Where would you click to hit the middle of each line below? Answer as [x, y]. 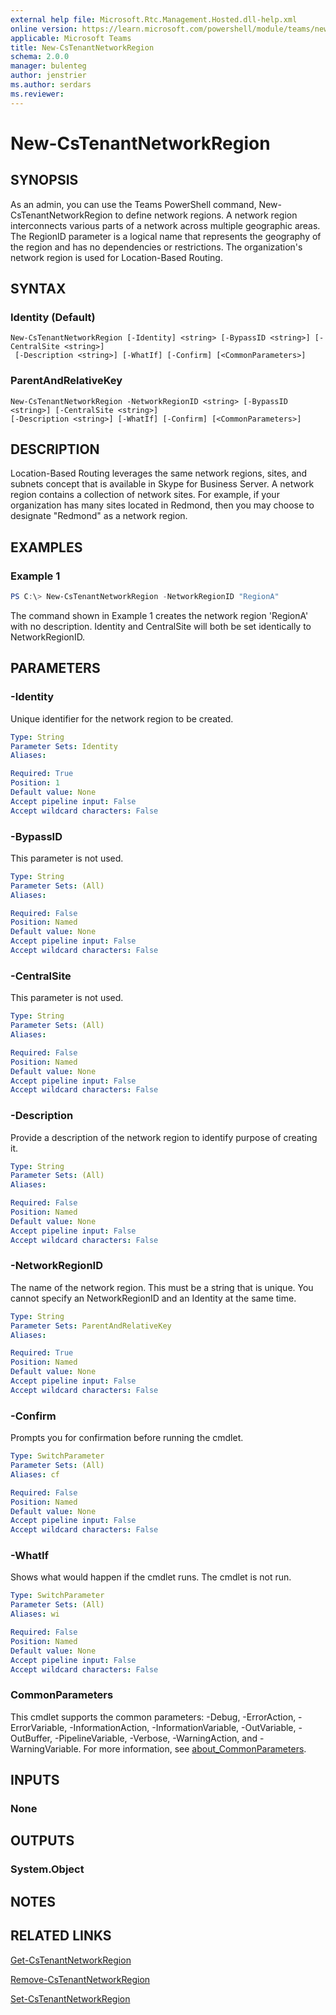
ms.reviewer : [37, 94]
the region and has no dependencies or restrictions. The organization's [156, 247]
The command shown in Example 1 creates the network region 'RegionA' [159, 615]
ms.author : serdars [51, 85]
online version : [44, 29]
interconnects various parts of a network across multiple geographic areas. [165, 225]
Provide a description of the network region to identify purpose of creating [164, 1137]
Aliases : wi [35, 1614]
